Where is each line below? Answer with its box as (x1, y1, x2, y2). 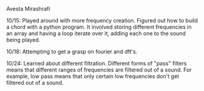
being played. (6, 36, 41, 43)
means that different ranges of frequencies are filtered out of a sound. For (6, 66, 192, 73)
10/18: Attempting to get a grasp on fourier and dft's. (6, 48, 138, 55)
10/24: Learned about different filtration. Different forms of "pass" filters (6, 60, 187, 67)
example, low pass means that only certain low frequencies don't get (6, 73, 180, 79)
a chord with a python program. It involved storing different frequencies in (6, 24, 192, 30)
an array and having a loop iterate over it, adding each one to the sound (6, 30, 186, 37)
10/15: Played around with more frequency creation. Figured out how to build (6, 17, 198, 24)
